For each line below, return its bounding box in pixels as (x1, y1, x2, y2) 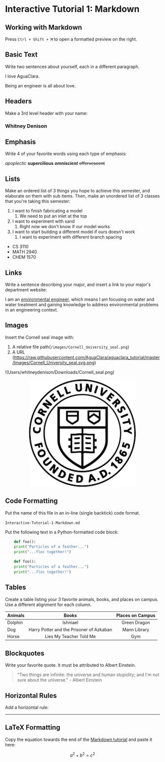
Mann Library (122, 626, 150, 633)
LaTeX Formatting (5, 723, 60, 732)
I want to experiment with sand (12, 218, 75, 224)
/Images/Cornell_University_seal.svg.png (12, 360, 95, 365)
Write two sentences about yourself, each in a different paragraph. (5, 63, 140, 70)
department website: (5, 286, 47, 292)
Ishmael (62, 620, 79, 626)
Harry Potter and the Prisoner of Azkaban (28, 626, 112, 633)
